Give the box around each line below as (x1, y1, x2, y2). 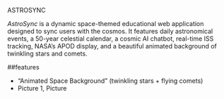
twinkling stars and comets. (7, 49, 88, 58)
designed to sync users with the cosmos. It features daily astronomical (7, 27, 213, 35)
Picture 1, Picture (17, 84, 67, 92)
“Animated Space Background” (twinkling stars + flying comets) (17, 77, 204, 85)
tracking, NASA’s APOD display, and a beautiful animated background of (7, 42, 218, 50)
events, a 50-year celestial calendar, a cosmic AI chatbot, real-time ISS (7, 34, 214, 43)
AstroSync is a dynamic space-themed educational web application (7, 20, 204, 27)
